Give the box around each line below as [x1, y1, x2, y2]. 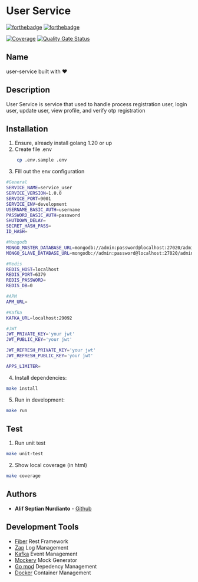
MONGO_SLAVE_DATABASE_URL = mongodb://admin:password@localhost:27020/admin [6, 250, 194, 256]
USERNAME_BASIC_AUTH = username [6, 206, 81, 213]
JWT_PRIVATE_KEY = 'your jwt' [6, 331, 75, 337]
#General [6, 179, 28, 185]
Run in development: [14, 396, 65, 403]
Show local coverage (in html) [14, 462, 87, 469]
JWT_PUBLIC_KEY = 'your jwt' [6, 337, 72, 343]
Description [6, 85, 50, 95]
